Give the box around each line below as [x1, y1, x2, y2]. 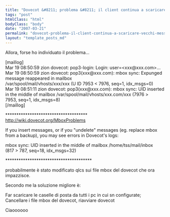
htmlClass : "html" [5, 17, 44, 22]
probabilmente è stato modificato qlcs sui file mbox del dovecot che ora [5, 167, 155, 173]
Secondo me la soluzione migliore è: [5, 182, 81, 188]
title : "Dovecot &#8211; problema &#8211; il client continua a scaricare [5, 7, 166, 13]
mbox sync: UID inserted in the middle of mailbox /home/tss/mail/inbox [5, 142, 153, 148]
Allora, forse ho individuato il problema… [5, 49, 90, 56]
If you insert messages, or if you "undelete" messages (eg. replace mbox [5, 127, 158, 133]
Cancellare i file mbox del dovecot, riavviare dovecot [5, 197, 115, 203]
